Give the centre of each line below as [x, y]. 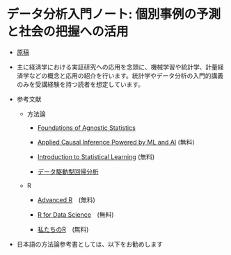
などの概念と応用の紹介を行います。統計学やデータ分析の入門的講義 [126, 75]
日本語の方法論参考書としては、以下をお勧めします [90, 244]
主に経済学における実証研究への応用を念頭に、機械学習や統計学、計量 [117, 67]
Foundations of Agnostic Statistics [87, 128]
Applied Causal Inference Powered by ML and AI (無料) [116, 142]
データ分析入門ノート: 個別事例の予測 [113, 14]
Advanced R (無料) [66, 199]
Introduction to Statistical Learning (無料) [96, 156]
